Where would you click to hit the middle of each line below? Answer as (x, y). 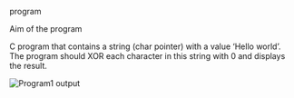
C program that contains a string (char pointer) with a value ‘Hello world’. (145, 46)
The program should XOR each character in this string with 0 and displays (147, 56)
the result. (29, 66)
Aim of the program (46, 29)
